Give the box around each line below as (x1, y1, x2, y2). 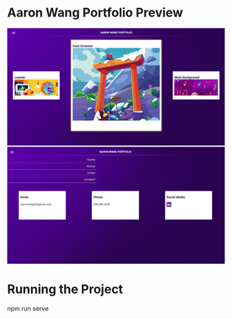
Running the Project (7, 281, 124, 297)
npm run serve (7, 304, 49, 312)
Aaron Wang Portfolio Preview (7, 5, 184, 21)
